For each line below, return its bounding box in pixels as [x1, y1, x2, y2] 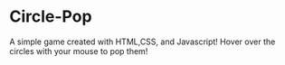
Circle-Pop [9, 6, 92, 27]
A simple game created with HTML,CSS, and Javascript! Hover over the [9, 36, 276, 47]
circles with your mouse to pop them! [9, 45, 148, 56]
